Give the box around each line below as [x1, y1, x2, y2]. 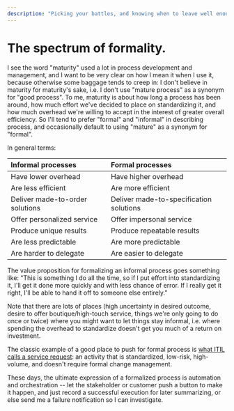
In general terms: [7, 144, 56, 152]
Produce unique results [10, 226, 87, 235]
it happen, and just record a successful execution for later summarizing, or [7, 388, 221, 396]
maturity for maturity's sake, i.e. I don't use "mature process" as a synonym [7, 85, 224, 94]
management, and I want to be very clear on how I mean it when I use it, [7, 70, 214, 79]
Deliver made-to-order [10, 194, 87, 204]
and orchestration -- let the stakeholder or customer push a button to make [7, 380, 223, 389]
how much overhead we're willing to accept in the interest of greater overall [7, 107, 224, 116]
